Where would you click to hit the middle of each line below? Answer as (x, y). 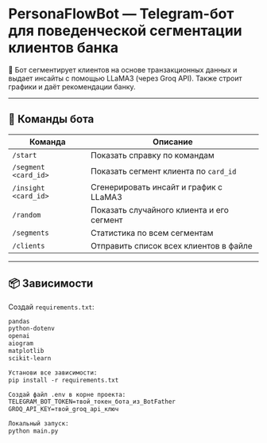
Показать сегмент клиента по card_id (164, 171)
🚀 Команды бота (51, 119)
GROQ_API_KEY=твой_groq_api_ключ (64, 410)
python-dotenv (32, 329)
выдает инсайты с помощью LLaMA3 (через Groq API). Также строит (125, 78)
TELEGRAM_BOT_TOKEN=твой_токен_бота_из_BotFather (92, 402)
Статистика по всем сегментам (152, 233)
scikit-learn (30, 358)
